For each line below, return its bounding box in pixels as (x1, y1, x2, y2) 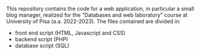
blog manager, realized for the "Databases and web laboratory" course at (6, 11, 188, 19)
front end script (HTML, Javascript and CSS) (14, 29, 126, 36)
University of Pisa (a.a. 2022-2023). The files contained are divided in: (6, 18, 181, 25)
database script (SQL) (14, 42, 70, 49)
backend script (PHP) (14, 36, 68, 42)
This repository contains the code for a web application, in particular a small (6, 5, 195, 12)
